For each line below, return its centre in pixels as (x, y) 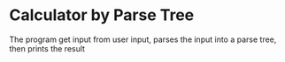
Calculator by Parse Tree (102, 15)
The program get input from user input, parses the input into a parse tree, (143, 39)
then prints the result (47, 48)
